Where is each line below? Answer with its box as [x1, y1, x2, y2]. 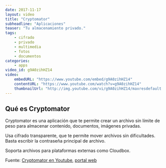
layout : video [5, 12, 35, 17]
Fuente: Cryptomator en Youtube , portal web [5, 158, 97, 164]
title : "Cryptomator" [5, 16, 50, 21]
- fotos [14, 49, 30, 54]
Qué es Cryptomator [5, 104, 70, 113]
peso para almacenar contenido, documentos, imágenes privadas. [5, 123, 141, 129]
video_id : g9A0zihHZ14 [5, 68, 52, 73]
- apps [14, 63, 28, 68]
